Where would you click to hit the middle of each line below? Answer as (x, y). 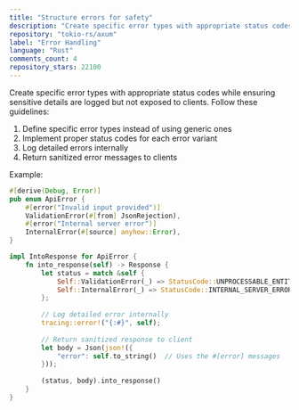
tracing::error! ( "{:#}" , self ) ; (101, 323)
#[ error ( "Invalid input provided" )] (93, 207)
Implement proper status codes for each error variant (120, 138)
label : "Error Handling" (55, 42)
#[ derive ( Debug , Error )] (55, 191)
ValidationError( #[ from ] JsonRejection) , (103, 216)
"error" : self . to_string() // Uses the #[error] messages (168, 356)
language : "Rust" (41, 51)
